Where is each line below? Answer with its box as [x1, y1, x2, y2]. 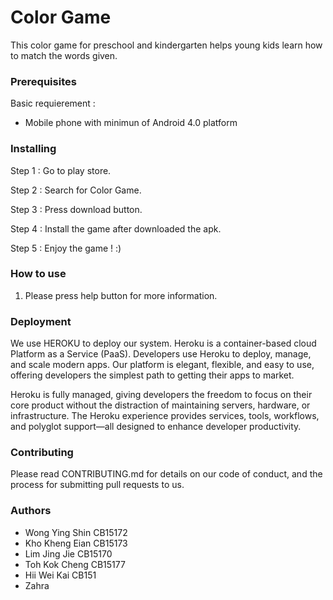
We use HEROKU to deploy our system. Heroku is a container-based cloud [10, 337, 317, 350]
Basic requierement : [10, 97, 96, 110]
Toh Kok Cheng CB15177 [24, 558, 126, 570]
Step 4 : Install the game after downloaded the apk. [10, 222, 222, 235]
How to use [10, 267, 67, 281]
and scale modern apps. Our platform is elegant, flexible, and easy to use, [10, 359, 315, 371]
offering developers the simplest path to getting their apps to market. [10, 369, 295, 381]
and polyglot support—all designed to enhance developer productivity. [10, 421, 302, 433]
